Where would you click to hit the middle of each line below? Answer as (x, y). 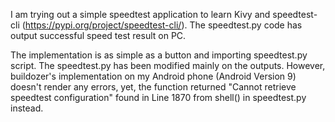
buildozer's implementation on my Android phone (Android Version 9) (153, 76)
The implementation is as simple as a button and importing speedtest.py (159, 55)
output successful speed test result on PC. (98, 35)
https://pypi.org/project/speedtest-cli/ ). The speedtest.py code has (163, 25)
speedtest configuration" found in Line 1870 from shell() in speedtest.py (158, 97)
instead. (27, 108)
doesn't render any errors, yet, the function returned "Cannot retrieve (153, 87)
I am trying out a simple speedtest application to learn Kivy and (140, 14)
